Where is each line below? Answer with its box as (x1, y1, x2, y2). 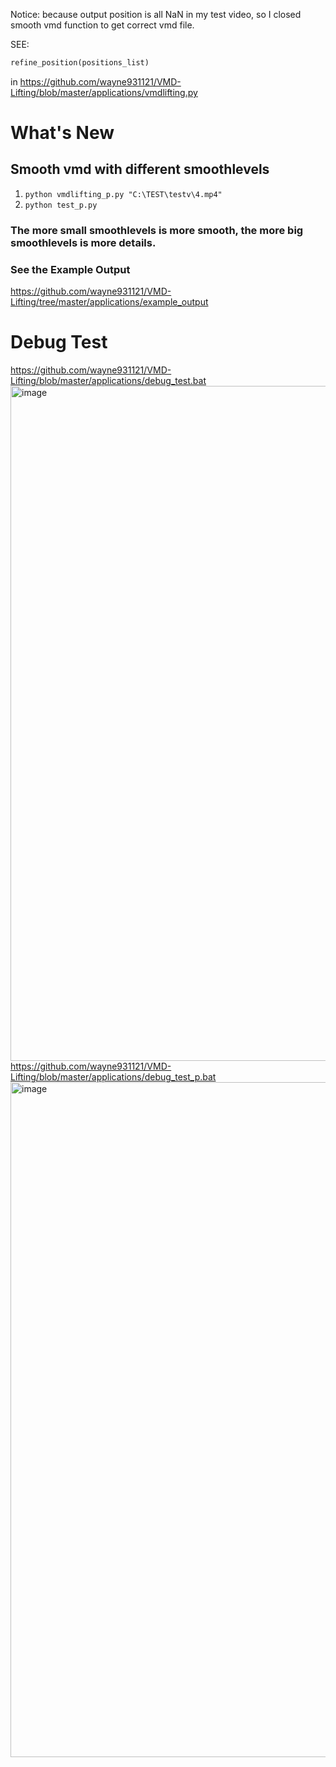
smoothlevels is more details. (10, 235, 157, 249)
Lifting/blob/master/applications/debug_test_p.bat (10, 1071, 217, 1083)
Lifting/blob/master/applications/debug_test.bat (10, 375, 207, 387)
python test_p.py (24, 200, 98, 210)
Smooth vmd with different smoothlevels (10, 161, 270, 178)
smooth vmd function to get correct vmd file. (10, 19, 195, 31)
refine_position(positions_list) (10, 58, 150, 68)
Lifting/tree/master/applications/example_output (10, 296, 209, 308)
